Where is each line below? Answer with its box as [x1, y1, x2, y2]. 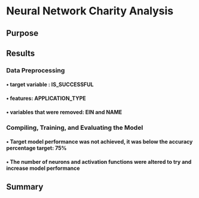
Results [6, 48, 35, 58]
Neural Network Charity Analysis [6, 4, 174, 18]
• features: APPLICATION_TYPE [6, 95, 86, 102]
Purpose [6, 28, 39, 38]
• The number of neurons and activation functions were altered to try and [6, 158, 192, 165]
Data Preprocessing [6, 66, 65, 74]
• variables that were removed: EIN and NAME [6, 108, 123, 115]
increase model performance [6, 165, 80, 172]
